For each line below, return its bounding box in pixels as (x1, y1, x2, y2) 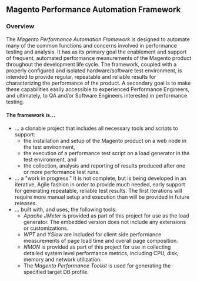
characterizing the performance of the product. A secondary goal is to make (6, 79, 191, 86)
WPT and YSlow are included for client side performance (23, 230, 162, 237)
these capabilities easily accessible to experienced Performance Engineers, (6, 85, 190, 93)
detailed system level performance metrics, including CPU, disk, (23, 249, 179, 256)
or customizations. (23, 225, 69, 232)
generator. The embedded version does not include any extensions (23, 218, 186, 225)
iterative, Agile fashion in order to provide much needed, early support (14, 180, 185, 188)
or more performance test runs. (23, 168, 100, 175)
